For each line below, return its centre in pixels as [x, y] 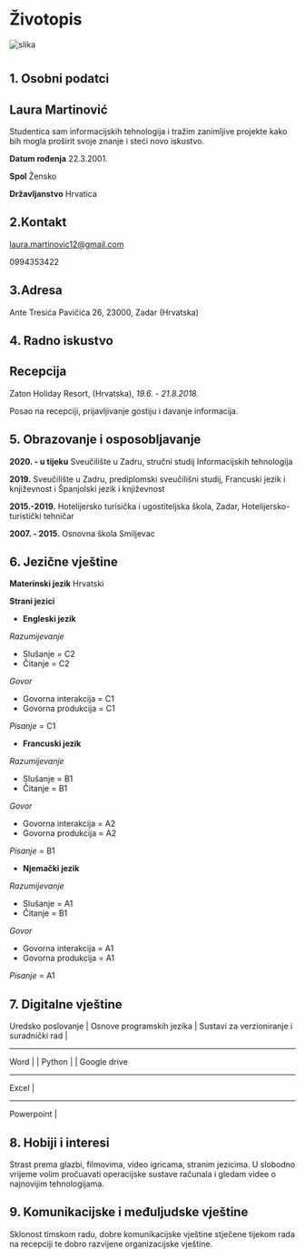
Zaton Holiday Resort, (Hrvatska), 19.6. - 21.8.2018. [104, 393]
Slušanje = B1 [48, 779]
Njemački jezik [51, 869]
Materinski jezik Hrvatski [57, 584]
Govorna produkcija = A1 [69, 958]
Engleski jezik [49, 619]
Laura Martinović [59, 109]
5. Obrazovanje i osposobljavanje [105, 440]
